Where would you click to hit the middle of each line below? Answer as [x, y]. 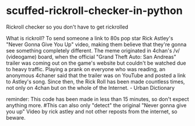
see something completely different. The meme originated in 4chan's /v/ [93, 50]
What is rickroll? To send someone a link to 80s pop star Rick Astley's [90, 38]
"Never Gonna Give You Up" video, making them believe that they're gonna [96, 44]
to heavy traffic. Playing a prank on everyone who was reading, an [86, 69]
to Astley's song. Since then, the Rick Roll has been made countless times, [95, 81]
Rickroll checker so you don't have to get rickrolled [67, 27]
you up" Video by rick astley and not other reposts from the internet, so [92, 111]
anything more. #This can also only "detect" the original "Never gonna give [96, 105]
